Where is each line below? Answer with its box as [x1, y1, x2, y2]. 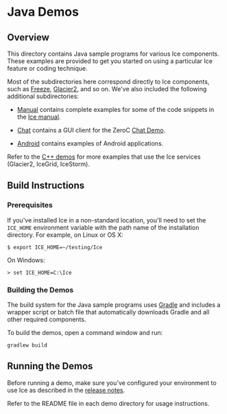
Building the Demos [7, 285, 74, 295]
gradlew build [7, 341, 48, 349]
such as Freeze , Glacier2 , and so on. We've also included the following [7, 85, 207, 93]
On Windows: [7, 255, 45, 264]
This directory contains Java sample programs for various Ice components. [7, 49, 219, 58]
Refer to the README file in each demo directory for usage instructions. [7, 399, 210, 407]
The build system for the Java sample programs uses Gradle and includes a [7, 300, 221, 309]
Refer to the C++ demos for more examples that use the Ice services [7, 152, 201, 161]
